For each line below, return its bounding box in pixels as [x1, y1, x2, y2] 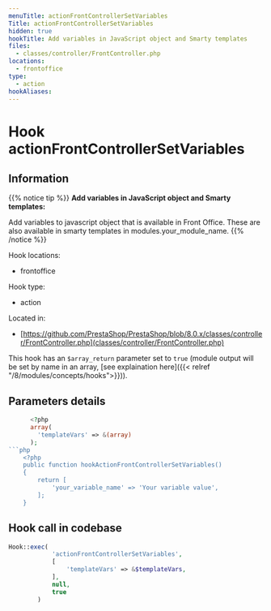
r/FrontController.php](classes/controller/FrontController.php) [19, 338, 225, 347]
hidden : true [8, 27, 53, 35]
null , [51, 580, 70, 588]
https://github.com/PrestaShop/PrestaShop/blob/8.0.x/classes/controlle [23, 329, 263, 339]
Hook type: [8, 282, 46, 292]
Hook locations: [8, 251, 61, 260]
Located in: [8, 313, 46, 323]
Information [8, 171, 70, 185]
